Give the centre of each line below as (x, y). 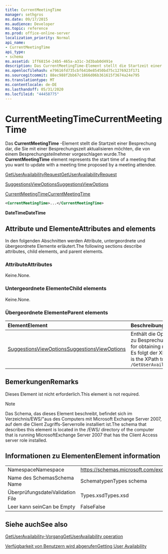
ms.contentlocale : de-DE (31, 84)
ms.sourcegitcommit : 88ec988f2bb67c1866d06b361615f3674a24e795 (72, 75)
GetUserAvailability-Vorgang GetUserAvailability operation (64, 536)
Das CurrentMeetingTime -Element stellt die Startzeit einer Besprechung (81, 143)
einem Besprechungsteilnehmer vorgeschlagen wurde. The (65, 154)
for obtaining (146, 346)
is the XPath (145, 359)
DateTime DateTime (25, 213)
